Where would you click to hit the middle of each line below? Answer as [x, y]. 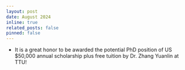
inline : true [22, 22]
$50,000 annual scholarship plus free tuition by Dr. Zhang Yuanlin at [97, 56]
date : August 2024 [28, 17]
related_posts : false [32, 28]
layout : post [22, 11]
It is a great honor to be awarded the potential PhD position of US [93, 50]
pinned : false [23, 33]
